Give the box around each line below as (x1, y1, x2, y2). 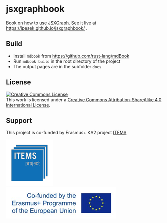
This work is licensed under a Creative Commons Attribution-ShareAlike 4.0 (6, 96, 162, 103)
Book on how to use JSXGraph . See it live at (6, 20, 97, 26)
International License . (6, 102, 51, 108)
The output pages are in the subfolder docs (13, 63, 102, 69)
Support (6, 116, 32, 125)
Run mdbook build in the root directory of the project (13, 58, 121, 64)
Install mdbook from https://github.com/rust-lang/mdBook (13, 53, 130, 59)
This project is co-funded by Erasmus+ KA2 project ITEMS (6, 130, 127, 136)
